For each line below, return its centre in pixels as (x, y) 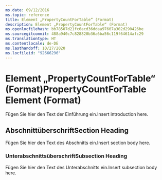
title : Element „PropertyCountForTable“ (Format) (60, 19)
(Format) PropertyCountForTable (76, 89)
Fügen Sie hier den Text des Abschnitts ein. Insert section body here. (78, 143)
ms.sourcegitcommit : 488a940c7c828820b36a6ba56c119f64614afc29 (75, 34)
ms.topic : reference (28, 15)
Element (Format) (43, 100)
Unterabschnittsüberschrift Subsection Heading (66, 156)
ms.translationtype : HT (31, 39)
